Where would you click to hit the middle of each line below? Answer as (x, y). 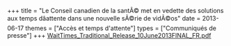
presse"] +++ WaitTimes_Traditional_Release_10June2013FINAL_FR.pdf (109, 35)
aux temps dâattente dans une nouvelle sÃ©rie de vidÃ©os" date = (104, 18)
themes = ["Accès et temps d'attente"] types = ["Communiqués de (121, 28)
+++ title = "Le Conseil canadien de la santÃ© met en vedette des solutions (115, 11)
